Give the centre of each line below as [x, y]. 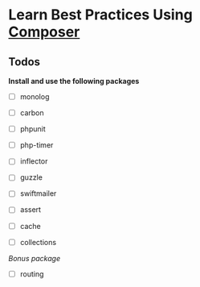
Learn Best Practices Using [100, 15]
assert [31, 210]
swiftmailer [38, 193]
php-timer [37, 145]
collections [38, 242]
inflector [34, 161]
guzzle [31, 177]
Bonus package [35, 258]
